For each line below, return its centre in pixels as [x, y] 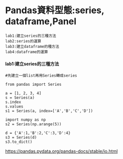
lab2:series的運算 [23, 41]
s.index [13, 102]
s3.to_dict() [19, 142]
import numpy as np [26, 120]
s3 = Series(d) [21, 138]
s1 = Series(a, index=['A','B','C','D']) [49, 111]
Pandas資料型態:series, [55, 10]
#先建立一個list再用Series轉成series [41, 76]
